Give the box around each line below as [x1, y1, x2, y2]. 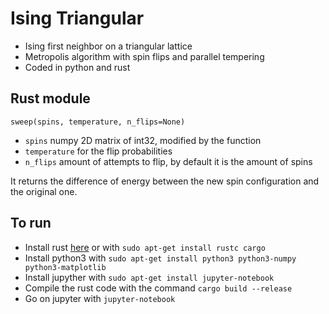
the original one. [10, 185, 78, 197]
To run [10, 215, 52, 232]
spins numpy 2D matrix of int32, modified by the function [24, 134, 262, 146]
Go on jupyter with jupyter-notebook [24, 292, 176, 304]
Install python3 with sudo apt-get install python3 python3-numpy [24, 252, 297, 264]
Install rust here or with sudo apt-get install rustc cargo [24, 241, 266, 253]
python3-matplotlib [24, 262, 107, 272]
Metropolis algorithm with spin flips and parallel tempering [24, 50, 265, 62]
